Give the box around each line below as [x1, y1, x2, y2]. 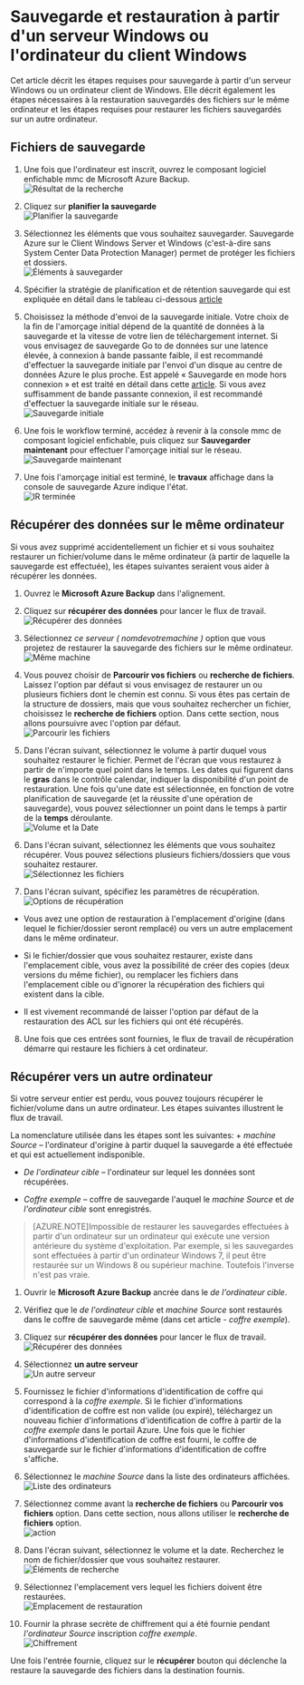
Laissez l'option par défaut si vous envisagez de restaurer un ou [23, 678, 263, 690]
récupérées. [23, 1176, 69, 1187]
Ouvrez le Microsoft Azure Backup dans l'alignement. [23, 588, 225, 599]
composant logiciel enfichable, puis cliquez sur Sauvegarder [23, 434, 252, 445]
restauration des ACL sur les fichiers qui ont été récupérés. [23, 1016, 243, 1027]
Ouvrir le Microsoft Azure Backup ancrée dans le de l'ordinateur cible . [23, 1287, 288, 1298]
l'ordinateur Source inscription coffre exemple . [23, 1628, 198, 1639]
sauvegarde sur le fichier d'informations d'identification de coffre [23, 1444, 267, 1455]
